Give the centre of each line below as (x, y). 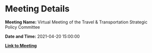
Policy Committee (22, 27)
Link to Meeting (21, 45)
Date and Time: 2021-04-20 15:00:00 (42, 36)
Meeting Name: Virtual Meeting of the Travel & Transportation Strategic (76, 22)
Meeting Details (37, 9)
